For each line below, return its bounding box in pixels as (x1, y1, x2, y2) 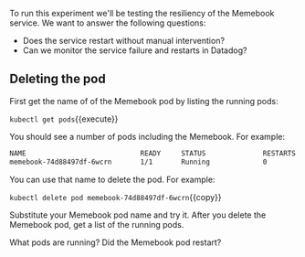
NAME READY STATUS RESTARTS (9, 148, 297, 158)
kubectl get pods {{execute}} (9, 113, 119, 124)
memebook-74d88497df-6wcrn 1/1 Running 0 (9, 157, 268, 166)
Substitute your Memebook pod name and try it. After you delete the (9, 209, 267, 220)
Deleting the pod (9, 71, 107, 87)
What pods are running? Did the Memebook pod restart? (9, 237, 222, 248)
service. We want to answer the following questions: (9, 17, 206, 28)
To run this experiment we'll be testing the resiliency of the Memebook (9, 8, 275, 18)
